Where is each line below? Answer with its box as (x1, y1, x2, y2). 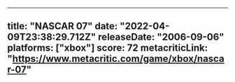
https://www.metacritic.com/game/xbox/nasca (12, 53, 225, 65)
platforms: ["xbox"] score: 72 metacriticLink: (7, 42, 208, 54)
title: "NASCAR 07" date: (7, 20, 118, 32)
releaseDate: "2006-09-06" (97, 31, 225, 43)
